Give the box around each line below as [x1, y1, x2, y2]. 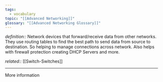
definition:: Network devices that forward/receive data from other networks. [5, 34, 157, 40]
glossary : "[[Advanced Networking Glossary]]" [5, 20, 101, 26]
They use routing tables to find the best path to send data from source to [5, 39, 151, 45]
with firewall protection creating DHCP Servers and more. [5, 49, 120, 55]
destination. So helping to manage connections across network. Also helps [5, 44, 155, 50]
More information [5, 72, 40, 78]
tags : [5, 7, 16, 12]
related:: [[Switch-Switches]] [5, 58, 63, 64]
